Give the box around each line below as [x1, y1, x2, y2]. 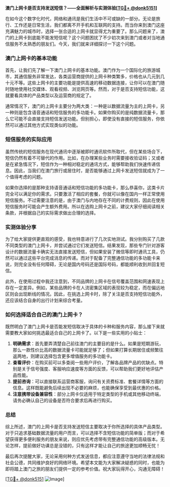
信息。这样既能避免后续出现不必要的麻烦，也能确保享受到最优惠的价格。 [12, 385, 163, 391]
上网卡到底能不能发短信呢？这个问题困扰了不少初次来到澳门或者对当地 [14, 35, 160, 40]
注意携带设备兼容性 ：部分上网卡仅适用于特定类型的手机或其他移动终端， [12, 391, 163, 397]
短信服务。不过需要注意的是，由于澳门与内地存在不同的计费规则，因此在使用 [5, 197, 165, 203]
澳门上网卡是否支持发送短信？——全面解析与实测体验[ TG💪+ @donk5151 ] [5, 5, 157, 11]
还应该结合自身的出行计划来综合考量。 [5, 297, 85, 303]
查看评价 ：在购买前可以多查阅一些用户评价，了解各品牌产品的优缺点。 [12, 360, 159, 366]
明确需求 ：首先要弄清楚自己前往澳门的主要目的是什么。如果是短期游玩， [12, 340, 163, 347]
